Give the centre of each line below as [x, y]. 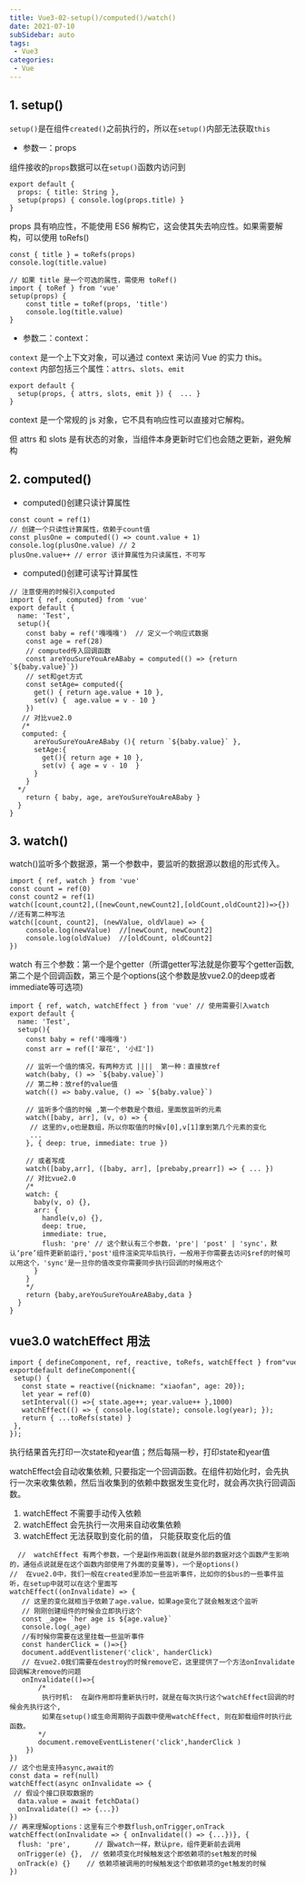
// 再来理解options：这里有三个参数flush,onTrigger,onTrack [117, 1827]
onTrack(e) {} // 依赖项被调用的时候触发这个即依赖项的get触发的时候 [142, 1864]
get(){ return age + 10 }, [93, 758]
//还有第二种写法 [37, 915]
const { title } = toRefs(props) [73, 254]
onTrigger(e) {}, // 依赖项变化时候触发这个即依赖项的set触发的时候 [137, 1854]
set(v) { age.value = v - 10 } [94, 700]
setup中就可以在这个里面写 [74, 1584]
